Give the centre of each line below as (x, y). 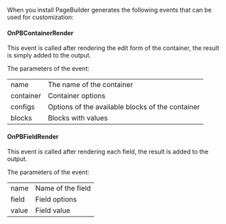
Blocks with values (78, 118)
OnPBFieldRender (33, 136)
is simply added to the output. (49, 55)
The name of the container (90, 85)
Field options (56, 199)
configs (23, 107)
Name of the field (63, 188)
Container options (77, 96)
